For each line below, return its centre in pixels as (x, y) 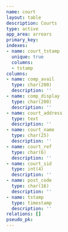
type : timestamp (32, 203)
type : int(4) (28, 169)
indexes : (17, 46)
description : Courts (32, 23)
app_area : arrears (29, 34)
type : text (25, 118)
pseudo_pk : (20, 220)
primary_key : (22, 40)
